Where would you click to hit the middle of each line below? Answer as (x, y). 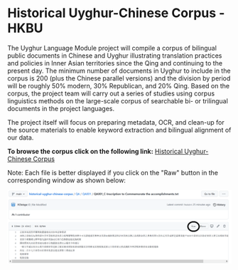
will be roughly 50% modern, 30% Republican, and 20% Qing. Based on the (118, 85)
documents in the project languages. (61, 108)
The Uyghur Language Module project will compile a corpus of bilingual (112, 48)
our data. (21, 137)
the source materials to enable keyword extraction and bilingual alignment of (119, 130)
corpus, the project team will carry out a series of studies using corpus (111, 93)
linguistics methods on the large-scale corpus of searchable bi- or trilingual (118, 100)
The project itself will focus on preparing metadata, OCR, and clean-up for (116, 122)
